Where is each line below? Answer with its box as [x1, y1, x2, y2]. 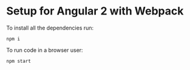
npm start [6, 58, 32, 64]
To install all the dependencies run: [6, 24, 94, 31]
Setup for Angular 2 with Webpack [6, 4, 184, 18]
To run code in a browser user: [6, 46, 83, 54]
